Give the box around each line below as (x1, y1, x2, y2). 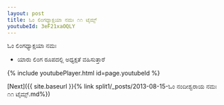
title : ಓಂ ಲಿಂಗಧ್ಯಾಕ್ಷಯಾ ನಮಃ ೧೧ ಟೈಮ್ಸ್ (7, 16, 98, 23)
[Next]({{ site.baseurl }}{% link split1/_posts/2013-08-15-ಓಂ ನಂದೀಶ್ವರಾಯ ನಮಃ (7, 82, 217, 91)
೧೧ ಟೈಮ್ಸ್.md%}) (7, 90, 50, 98)
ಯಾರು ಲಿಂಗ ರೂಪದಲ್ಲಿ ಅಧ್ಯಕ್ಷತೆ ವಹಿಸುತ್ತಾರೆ (17, 56, 105, 64)
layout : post (7, 10, 45, 17)
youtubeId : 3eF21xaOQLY (7, 23, 76, 30)
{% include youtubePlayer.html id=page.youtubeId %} (7, 69, 161, 78)
